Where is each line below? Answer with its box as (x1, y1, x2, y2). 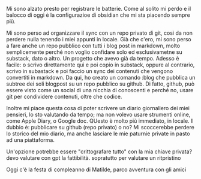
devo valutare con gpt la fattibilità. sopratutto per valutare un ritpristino (6, 154, 181, 161)
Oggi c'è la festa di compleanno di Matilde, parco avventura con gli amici (6, 166, 187, 173)
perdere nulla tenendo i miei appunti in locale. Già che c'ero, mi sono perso (6, 36, 191, 43)
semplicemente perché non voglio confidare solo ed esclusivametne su (6, 48, 182, 56)
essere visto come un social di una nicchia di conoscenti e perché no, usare (6, 87, 194, 93)
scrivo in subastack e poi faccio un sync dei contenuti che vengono (6, 68, 173, 74)
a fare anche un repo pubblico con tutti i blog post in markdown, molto (6, 42, 181, 49)
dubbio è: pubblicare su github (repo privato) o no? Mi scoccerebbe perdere (6, 124, 195, 131)
